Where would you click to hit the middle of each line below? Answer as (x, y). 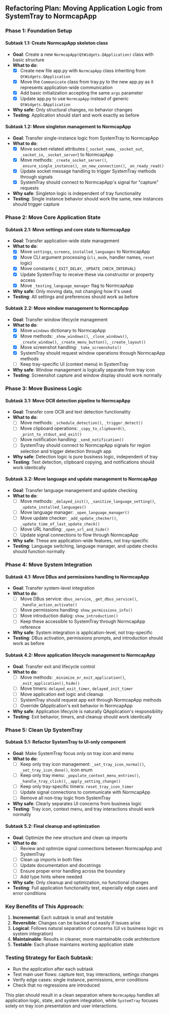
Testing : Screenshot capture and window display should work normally (87, 375)
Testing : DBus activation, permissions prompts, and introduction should (88, 638)
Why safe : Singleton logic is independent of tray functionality (77, 193)
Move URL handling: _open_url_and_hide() (65, 529)
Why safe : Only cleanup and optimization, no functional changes (80, 882)
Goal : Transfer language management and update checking (75, 490)
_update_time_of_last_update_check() (60, 524)
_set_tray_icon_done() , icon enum (56, 770)
